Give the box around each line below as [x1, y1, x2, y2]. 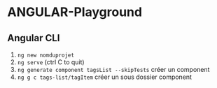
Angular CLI [7, 32, 60, 44]
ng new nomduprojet [17, 52, 75, 59]
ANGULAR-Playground [7, 4, 142, 20]
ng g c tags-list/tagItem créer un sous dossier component [17, 73, 192, 81]
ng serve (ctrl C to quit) [17, 58, 85, 66]
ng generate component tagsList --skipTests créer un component [17, 66, 210, 73]
